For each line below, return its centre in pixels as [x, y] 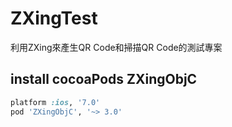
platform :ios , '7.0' [55, 102]
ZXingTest [54, 18]
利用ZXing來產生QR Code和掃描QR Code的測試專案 [116, 47]
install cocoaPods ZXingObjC [104, 79]
